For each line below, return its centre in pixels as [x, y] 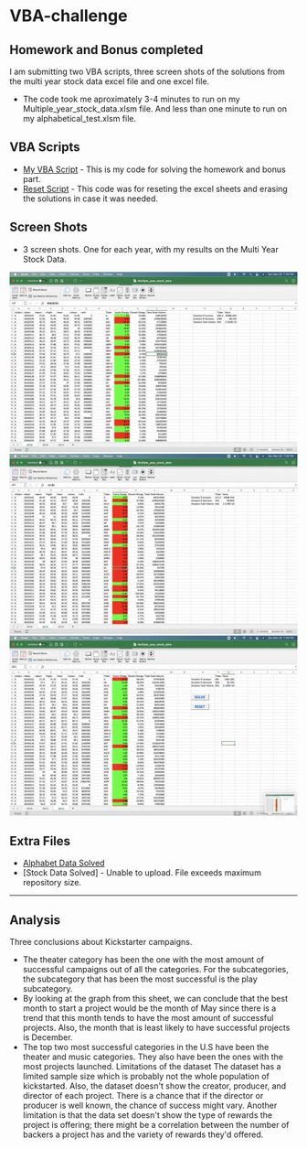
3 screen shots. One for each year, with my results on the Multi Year [150, 249]
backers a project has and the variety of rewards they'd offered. [143, 1134]
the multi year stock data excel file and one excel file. [110, 81]
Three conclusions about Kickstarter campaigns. [101, 942]
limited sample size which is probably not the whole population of [146, 1077]
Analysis [35, 920]
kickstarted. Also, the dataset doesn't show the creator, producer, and [154, 1086]
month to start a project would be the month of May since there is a [149, 1008]
